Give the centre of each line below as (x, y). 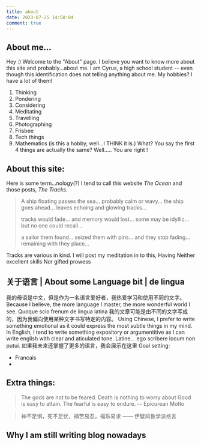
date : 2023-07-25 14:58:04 (40, 17)
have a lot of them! (29, 81)
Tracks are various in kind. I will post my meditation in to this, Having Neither (101, 255)
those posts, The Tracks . (37, 189)
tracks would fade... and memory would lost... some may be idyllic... (105, 219)
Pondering (28, 99)
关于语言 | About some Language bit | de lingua (95, 282)
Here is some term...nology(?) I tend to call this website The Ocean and (94, 183)
